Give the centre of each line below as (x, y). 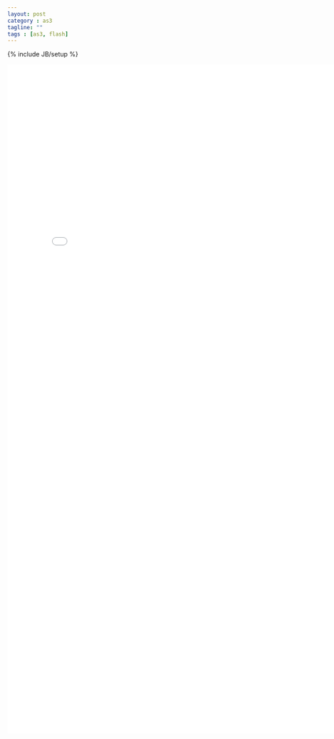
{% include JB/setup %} (43, 54)
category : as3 (30, 21)
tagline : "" (25, 27)
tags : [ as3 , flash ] (38, 34)
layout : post (27, 14)
